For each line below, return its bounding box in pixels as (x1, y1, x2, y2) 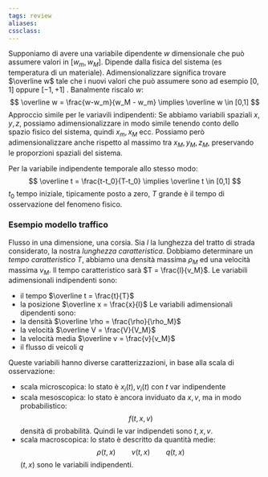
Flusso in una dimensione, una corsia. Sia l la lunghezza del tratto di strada (8, 237, 255, 247)
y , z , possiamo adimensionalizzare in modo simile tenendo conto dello (8, 118, 239, 129)
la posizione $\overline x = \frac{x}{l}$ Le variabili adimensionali (19, 299, 233, 310)
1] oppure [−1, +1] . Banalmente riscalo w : (8, 85, 144, 95)
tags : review (8, 11, 52, 20)
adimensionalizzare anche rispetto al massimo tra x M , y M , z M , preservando (8, 138, 254, 149)
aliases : (8, 19, 38, 27)
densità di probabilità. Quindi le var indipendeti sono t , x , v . (19, 426, 213, 436)
